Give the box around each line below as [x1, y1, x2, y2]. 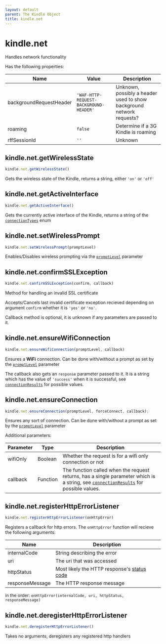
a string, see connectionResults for [62, 479, 143, 486]
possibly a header [116, 90, 157, 97]
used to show [116, 96, 147, 103]
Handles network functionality [5, 54, 67, 60]
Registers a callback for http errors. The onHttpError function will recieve [5, 524, 154, 530]
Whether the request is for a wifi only [62, 453, 149, 460]
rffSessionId [7, 137, 36, 144]
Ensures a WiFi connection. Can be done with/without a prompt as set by [5, 356, 154, 362]
